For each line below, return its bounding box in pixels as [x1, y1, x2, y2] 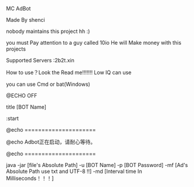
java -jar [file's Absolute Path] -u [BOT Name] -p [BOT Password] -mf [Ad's [6, 162, 188, 168]
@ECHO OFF [6, 92, 38, 99]
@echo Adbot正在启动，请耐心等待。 [6, 138, 96, 145]
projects [6, 45, 26, 52]
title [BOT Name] [6, 103, 47, 111]
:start [6, 115, 19, 122]
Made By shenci [6, 16, 45, 23]
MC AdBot [6, 5, 31, 12]
